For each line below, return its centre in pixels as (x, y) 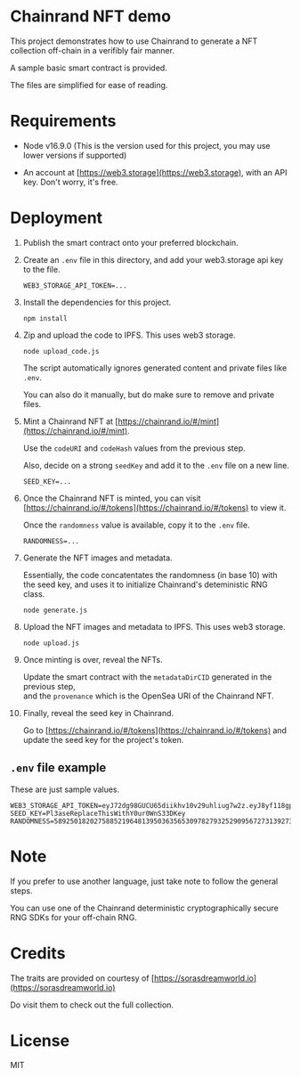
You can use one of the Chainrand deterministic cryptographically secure (145, 908)
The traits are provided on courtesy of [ (82, 978)
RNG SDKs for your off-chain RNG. (73, 917)
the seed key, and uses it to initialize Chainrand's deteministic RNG (145, 584)
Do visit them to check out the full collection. (92, 1005)
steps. (21, 890)
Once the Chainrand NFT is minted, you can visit (112, 498)
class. (34, 593)
